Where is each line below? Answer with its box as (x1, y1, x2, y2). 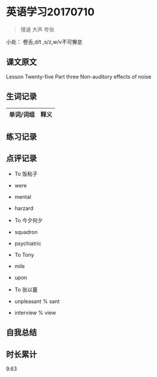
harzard (14, 205, 34, 212)
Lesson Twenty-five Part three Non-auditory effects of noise (6, 73, 152, 80)
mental (14, 193, 32, 200)
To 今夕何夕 (14, 216, 43, 223)
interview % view (14, 309, 57, 316)
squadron (14, 228, 38, 235)
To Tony (14, 251, 34, 258)
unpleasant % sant (14, 297, 60, 305)
